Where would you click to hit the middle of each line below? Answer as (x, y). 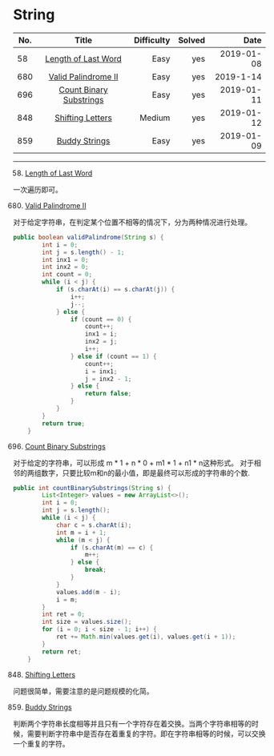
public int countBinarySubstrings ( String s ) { (92, 488)
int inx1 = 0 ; (65, 259)
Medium (155, 118)
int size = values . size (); (87, 622)
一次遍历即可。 (38, 189)
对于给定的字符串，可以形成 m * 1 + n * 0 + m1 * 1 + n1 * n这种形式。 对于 (134, 463)
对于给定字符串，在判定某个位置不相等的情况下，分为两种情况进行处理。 (132, 222)
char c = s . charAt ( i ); (94, 525)
